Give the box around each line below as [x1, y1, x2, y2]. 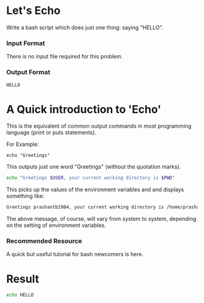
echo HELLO [6, 292, 34, 298]
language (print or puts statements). [6, 129, 97, 136]
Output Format [6, 68, 50, 77]
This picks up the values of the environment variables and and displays [6, 186, 184, 193]
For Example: [6, 141, 39, 148]
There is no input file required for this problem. [6, 53, 123, 60]
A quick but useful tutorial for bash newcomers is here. [6, 251, 144, 258]
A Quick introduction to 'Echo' [6, 102, 161, 116]
